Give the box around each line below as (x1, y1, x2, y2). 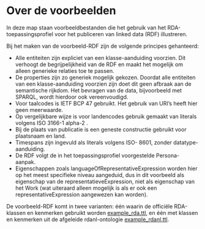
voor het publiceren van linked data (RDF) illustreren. (54, 30, 188, 37)
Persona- (155, 151, 179, 159)
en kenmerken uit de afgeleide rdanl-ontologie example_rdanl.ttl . (6, 216, 170, 223)
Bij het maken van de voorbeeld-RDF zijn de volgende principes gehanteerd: (6, 42, 199, 50)
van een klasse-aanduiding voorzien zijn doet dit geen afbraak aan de (15, 80, 192, 88)
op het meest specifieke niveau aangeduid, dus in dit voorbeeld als (15, 171, 185, 178)
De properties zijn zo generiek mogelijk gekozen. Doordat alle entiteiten (15, 73, 196, 81)
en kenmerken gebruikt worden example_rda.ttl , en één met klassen (27, 209, 198, 216)
